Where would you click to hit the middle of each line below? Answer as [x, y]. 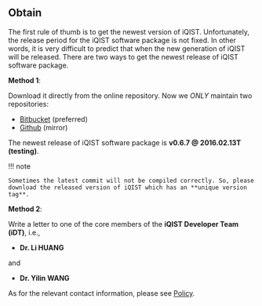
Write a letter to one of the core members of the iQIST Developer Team [124, 224]
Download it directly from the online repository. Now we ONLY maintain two [130, 95]
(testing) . [24, 151]
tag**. [19, 194]
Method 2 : [25, 209]
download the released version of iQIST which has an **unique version [127, 188]
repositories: [29, 104]
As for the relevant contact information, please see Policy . [102, 293]
